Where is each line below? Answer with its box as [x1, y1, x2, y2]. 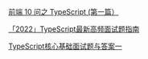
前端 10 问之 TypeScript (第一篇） [8, 7, 119, 16]
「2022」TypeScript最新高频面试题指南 [8, 24, 140, 34]
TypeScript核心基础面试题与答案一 [8, 41, 122, 51]
